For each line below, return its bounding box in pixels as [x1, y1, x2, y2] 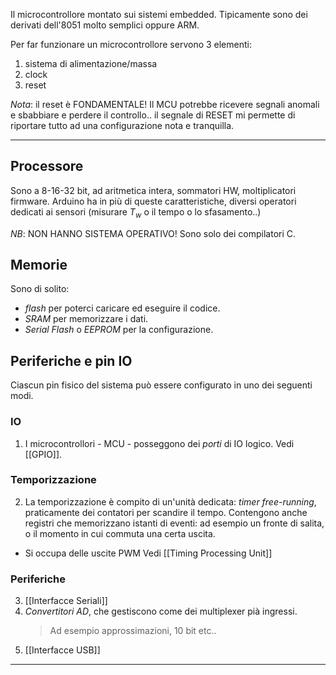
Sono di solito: [10, 283, 70, 295]
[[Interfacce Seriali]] [24, 595, 108, 607]
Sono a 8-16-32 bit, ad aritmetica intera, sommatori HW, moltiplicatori [10, 184, 297, 196]
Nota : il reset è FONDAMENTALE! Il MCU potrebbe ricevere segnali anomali [10, 99, 320, 110]
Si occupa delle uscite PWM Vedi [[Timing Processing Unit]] [24, 547, 273, 559]
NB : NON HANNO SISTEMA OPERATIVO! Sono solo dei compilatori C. [10, 227, 297, 239]
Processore [10, 158, 84, 175]
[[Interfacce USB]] [24, 644, 101, 656]
